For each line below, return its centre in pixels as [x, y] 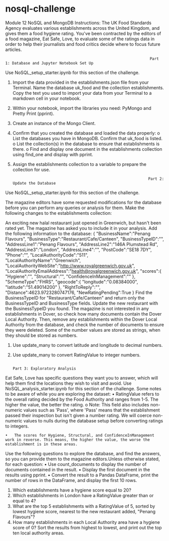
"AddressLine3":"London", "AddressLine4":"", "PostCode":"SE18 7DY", [79, 250]
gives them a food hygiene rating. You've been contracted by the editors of [83, 33]
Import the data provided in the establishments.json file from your [80, 82]
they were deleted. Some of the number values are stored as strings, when [83, 330]
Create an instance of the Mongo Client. [54, 123]
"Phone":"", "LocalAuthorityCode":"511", [47, 255]
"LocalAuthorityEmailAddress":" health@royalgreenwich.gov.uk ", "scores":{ [83, 271]
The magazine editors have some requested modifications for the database [83, 202]
